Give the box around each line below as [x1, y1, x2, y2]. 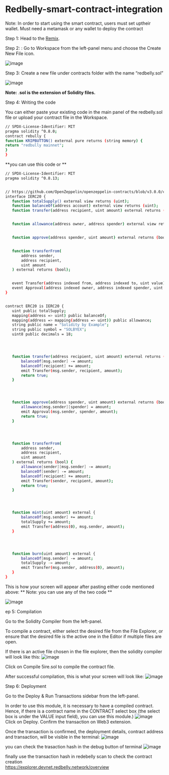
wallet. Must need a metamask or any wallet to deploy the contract [5, 25, 143, 31]
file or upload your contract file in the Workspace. [5, 114, 108, 120]
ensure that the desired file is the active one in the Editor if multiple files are [5, 633, 162, 639]
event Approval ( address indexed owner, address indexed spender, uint [12, 286, 163, 291]
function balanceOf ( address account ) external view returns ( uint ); [12, 203, 158, 209]
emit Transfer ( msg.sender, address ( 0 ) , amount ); [21, 565, 125, 570]
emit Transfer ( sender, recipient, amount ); [21, 478, 114, 483]
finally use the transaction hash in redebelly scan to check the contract [5, 753, 152, 759]
